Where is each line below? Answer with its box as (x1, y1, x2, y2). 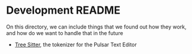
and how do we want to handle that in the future (6, 29, 123, 36)
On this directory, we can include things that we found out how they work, (6, 23, 187, 30)
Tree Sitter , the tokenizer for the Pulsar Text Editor (14, 41, 137, 48)
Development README (6, 4, 120, 17)
